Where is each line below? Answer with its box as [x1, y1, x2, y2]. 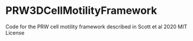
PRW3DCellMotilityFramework [5, 4, 157, 17]
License [5, 29, 25, 36]
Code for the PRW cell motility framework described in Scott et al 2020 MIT [5, 23, 188, 30]
